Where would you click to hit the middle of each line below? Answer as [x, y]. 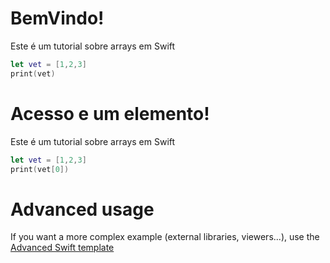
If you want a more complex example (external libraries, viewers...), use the [165, 237]
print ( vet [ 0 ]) [40, 169]
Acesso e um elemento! [110, 113]
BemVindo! [57, 18]
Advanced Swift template [62, 248]
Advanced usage [82, 209]
